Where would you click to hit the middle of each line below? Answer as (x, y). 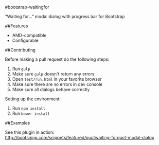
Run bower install (31, 113)
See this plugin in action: (30, 132)
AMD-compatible (29, 35)
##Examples (18, 123)
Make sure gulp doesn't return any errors (53, 74)
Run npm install (29, 108)
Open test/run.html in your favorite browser (57, 79)
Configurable (25, 40)
